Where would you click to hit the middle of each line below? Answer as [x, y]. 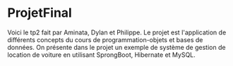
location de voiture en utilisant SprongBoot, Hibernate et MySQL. [101, 55]
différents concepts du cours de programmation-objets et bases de [105, 39]
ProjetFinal [40, 13]
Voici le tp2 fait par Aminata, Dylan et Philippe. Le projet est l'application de [117, 32]
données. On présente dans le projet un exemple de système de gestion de [116, 47]
